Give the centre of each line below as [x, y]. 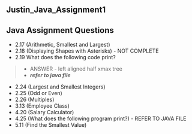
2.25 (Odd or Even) [39, 93]
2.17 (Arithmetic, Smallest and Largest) [62, 45]
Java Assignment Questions [60, 30]
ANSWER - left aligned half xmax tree [76, 69]
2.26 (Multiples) [34, 100]
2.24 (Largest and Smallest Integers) [60, 87]
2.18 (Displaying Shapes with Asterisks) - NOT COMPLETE [87, 51]
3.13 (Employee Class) [42, 106]
